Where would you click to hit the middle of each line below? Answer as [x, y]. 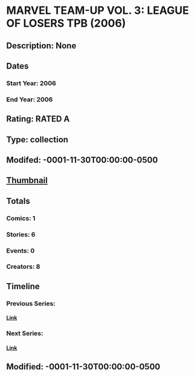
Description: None [41, 46]
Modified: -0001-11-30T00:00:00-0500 [83, 367]
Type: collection [37, 139]
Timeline [23, 286]
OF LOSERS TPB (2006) [66, 23]
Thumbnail [27, 181]
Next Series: [25, 334]
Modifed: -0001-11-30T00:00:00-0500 [82, 160]
